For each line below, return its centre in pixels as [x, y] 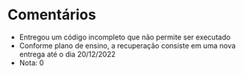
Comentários [52, 15]
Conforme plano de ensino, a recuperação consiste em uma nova [127, 45]
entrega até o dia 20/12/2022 [67, 54]
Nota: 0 [32, 63]
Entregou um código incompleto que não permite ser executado [125, 37]
